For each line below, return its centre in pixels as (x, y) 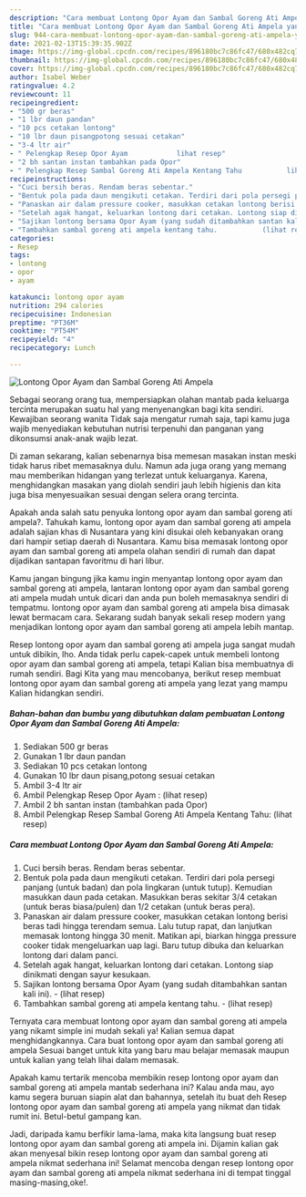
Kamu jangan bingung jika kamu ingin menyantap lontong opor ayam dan (146, 578)
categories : (32, 238)
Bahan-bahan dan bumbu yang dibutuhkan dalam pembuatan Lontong (147, 714)
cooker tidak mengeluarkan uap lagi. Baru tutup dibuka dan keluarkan (153, 945)
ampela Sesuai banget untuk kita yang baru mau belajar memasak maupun (149, 1050)
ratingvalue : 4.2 (42, 86)
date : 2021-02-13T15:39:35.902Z (71, 43)
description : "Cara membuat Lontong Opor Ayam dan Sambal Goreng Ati (144, 18)
